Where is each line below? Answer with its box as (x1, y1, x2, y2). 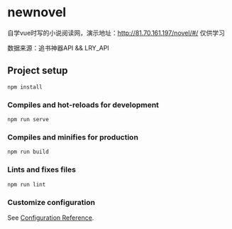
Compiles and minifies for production (7, 132, 138, 142)
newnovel (7, 4, 67, 21)
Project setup (7, 65, 69, 77)
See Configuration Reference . (7, 213, 94, 222)
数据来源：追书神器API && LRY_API (7, 43, 110, 52)
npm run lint (7, 181, 46, 188)
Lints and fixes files (7, 164, 77, 174)
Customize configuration (7, 197, 96, 207)
